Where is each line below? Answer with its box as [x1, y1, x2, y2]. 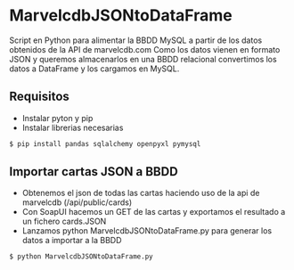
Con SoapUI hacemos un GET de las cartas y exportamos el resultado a [21, 207, 286, 217]
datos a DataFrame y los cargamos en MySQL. [9, 63, 180, 74]
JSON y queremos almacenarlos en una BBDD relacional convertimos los [9, 53, 278, 64]
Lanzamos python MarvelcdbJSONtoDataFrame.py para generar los [21, 225, 273, 236]
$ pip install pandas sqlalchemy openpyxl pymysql [9, 139, 201, 148]
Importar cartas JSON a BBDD [9, 164, 178, 179]
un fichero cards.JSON [21, 216, 107, 227]
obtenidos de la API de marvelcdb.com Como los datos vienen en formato [9, 44, 281, 54]
